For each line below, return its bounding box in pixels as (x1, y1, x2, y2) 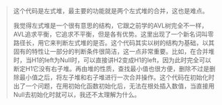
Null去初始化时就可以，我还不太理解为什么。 (13, 90, 141, 99)
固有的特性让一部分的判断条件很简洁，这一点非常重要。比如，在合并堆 (13, 48, 215, 55)
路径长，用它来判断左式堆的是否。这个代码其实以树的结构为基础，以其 (13, 39, 215, 47)
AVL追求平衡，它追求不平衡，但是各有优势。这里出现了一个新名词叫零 (13, 30, 214, 38)
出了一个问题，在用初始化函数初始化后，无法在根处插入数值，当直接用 (13, 82, 215, 90)
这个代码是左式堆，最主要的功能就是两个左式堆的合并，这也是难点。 (13, 7, 209, 15)
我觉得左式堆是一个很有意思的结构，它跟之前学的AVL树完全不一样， (13, 21, 208, 30)
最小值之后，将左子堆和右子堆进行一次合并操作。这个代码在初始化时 (19, 73, 215, 82)
